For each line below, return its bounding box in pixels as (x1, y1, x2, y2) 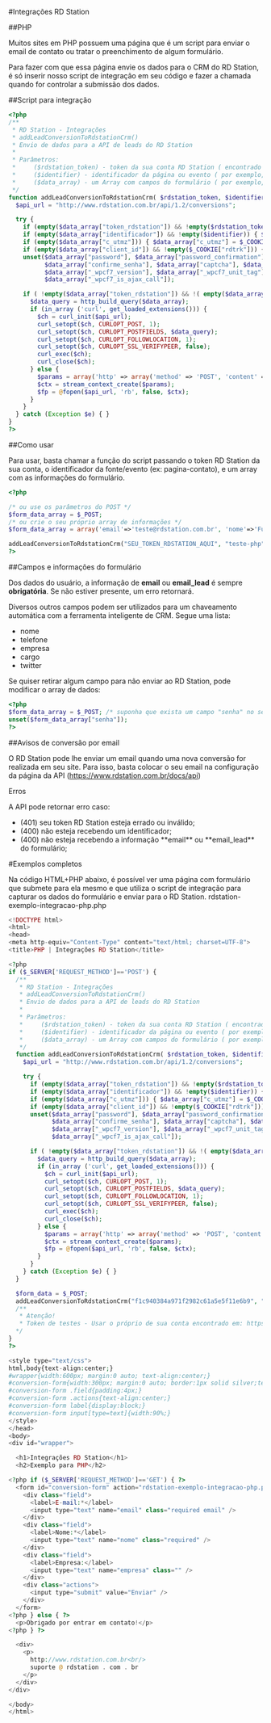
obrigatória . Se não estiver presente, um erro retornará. (8, 586, 194, 596)
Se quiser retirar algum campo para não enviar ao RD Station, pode (8, 676, 231, 686)
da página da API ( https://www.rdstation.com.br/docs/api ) (8, 771, 202, 780)
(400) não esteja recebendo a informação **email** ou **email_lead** (19, 834, 256, 844)
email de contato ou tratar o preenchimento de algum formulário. (8, 47, 224, 56)
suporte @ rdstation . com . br (29, 1663, 139, 1671)
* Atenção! (19, 1312, 56, 1320)
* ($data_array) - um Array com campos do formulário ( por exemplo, (11, 178, 265, 187)
